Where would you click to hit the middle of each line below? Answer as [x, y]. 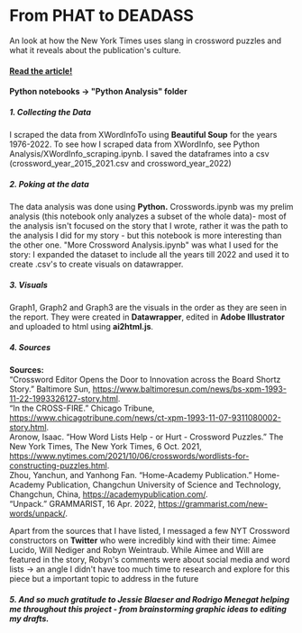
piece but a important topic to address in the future [104, 579]
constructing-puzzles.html [59, 466]
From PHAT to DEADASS [101, 16]
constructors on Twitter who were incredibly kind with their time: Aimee [143, 540]
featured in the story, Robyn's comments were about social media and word [150, 560]
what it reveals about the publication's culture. [96, 50]
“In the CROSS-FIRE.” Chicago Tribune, [82, 408]
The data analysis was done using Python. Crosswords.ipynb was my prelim [151, 207]
